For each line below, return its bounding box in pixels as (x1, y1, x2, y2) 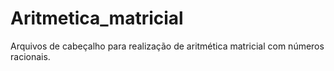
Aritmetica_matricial (10, 7, 184, 30)
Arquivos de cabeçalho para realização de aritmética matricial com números (10, 40, 325, 52)
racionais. (10, 50, 51, 62)
